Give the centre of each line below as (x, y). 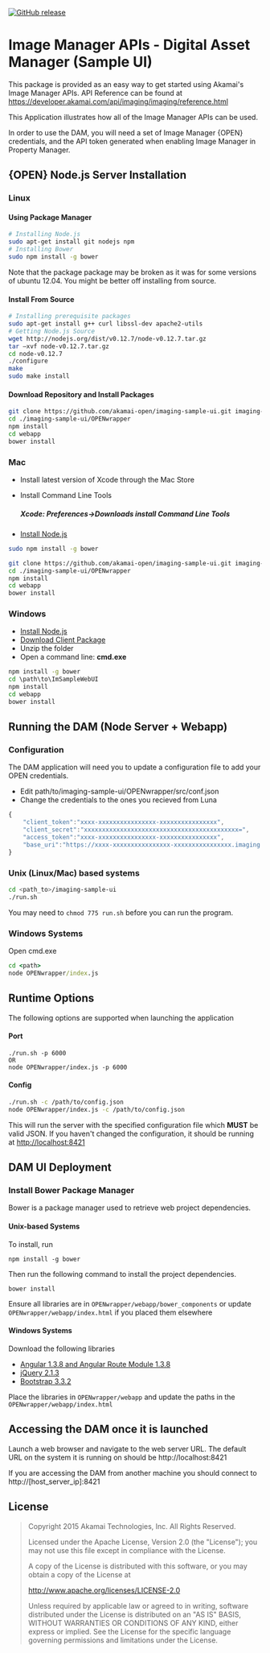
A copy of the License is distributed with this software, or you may (137, 1566)
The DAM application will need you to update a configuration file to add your (135, 767)
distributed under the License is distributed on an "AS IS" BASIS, (135, 1614)
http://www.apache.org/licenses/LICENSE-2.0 (104, 1590)
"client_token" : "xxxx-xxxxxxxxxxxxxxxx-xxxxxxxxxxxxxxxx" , (124, 822)
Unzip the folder (47, 648)
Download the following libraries (61, 1348)
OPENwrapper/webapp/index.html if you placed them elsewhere (110, 1312)
